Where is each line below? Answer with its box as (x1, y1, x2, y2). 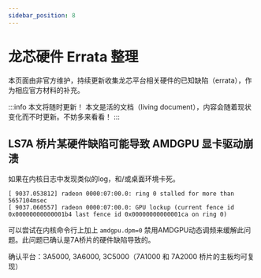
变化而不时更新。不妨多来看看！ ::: (8, 112, 121, 121)
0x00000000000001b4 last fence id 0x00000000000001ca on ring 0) (8, 210, 227, 219)
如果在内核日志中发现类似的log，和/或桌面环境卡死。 (8, 174, 180, 183)
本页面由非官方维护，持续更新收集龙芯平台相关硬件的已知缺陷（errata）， (8, 76, 246, 85)
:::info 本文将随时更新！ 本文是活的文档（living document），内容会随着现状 (8, 102, 252, 111)
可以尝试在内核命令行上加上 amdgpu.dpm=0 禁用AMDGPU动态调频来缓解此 (8, 225, 244, 235)
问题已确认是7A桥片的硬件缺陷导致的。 (28, 235, 155, 245)
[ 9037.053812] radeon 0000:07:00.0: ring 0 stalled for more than (8, 190, 235, 198)
